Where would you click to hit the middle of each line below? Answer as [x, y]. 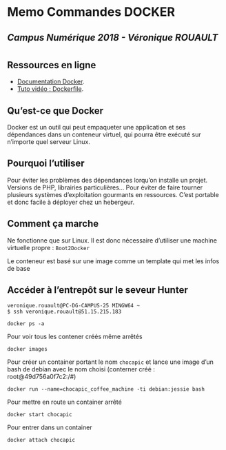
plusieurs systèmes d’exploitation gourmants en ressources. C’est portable [113, 194]
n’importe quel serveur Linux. [49, 142]
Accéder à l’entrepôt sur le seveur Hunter [97, 290]
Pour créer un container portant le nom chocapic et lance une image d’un [110, 362]
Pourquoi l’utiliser [46, 164]
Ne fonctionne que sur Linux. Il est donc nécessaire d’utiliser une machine [112, 240]
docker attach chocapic [41, 440]
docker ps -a [26, 324]
